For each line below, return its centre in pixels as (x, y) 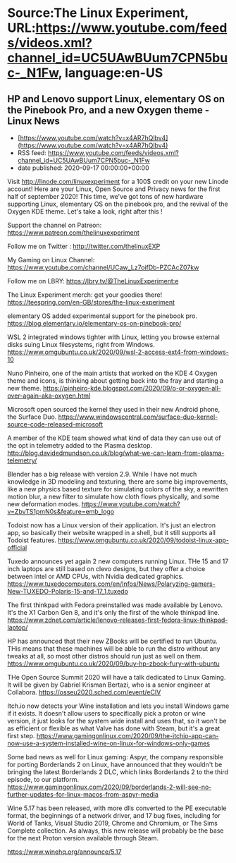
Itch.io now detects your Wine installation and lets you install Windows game (118, 706)
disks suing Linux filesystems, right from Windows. (81, 344)
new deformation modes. (44, 504)
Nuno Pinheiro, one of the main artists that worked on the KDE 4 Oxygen (112, 373)
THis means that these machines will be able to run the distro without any (114, 649)
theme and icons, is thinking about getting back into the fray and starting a (116, 381)
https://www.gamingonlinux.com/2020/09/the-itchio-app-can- (128, 736)
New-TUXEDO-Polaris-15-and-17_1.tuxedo (68, 591)
